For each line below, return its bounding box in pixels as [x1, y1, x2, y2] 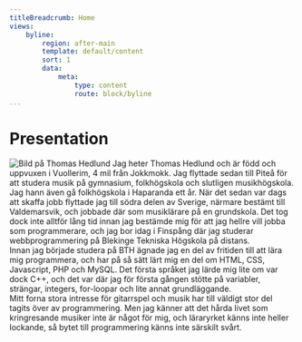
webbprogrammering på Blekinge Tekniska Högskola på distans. [9, 235, 250, 246]
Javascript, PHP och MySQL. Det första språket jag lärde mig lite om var [9, 264, 278, 275]
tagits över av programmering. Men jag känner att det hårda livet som [9, 303, 268, 314]
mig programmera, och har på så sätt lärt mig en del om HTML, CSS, [9, 255, 266, 266]
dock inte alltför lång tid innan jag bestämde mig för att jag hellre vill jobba [9, 216, 286, 227]
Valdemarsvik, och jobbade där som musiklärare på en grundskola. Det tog [9, 206, 288, 218]
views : [9, 22, 34, 31]
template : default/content [42, 47, 144, 56]
